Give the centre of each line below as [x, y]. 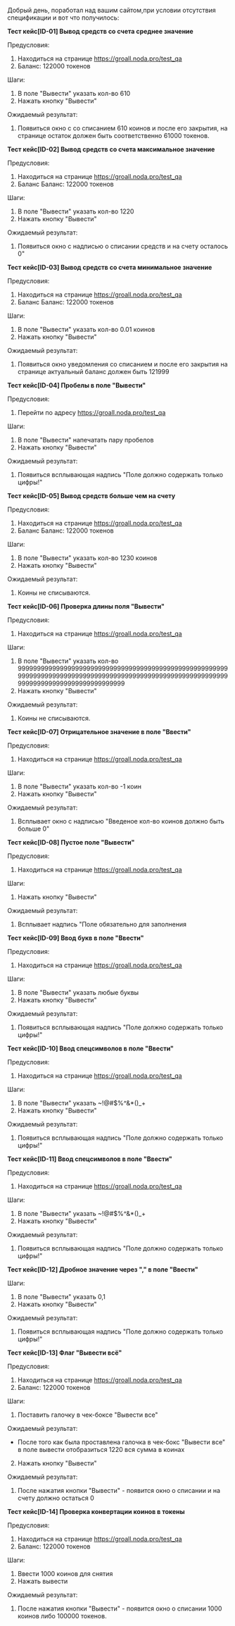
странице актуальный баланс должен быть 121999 [93, 372]
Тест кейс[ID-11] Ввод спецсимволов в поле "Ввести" [90, 1159]
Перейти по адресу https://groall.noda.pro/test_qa [91, 412]
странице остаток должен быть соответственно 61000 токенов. [113, 136]
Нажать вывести [43, 1581]
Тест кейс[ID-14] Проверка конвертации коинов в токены [96, 1512]
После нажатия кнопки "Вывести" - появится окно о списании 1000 [120, 1608]
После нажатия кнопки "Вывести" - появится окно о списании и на [119, 1490]
